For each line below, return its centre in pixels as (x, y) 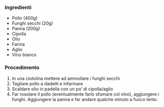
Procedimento (22, 68)
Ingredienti (18, 7)
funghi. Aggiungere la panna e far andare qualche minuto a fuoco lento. (85, 99)
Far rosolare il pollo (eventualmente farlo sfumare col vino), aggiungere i (85, 94)
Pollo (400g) (25, 18)
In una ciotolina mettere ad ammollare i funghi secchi (66, 78)
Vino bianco (24, 55)
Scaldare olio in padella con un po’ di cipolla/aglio (62, 89)
